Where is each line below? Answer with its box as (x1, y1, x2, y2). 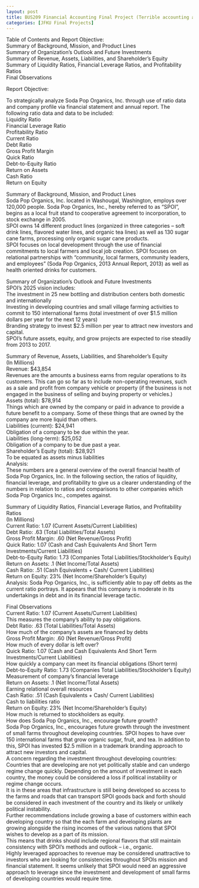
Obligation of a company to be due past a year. (6, 441, 121, 448)
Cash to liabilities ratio (6, 698, 60, 705)
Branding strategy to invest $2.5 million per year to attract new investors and (6, 322, 194, 330)
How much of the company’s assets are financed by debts (6, 629, 148, 636)
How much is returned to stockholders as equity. (6, 711, 125, 718)
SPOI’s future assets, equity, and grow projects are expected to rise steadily (6, 335, 191, 342)
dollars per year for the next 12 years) (6, 316, 98, 323)
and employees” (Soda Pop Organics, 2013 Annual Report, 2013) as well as (6, 260, 189, 268)
